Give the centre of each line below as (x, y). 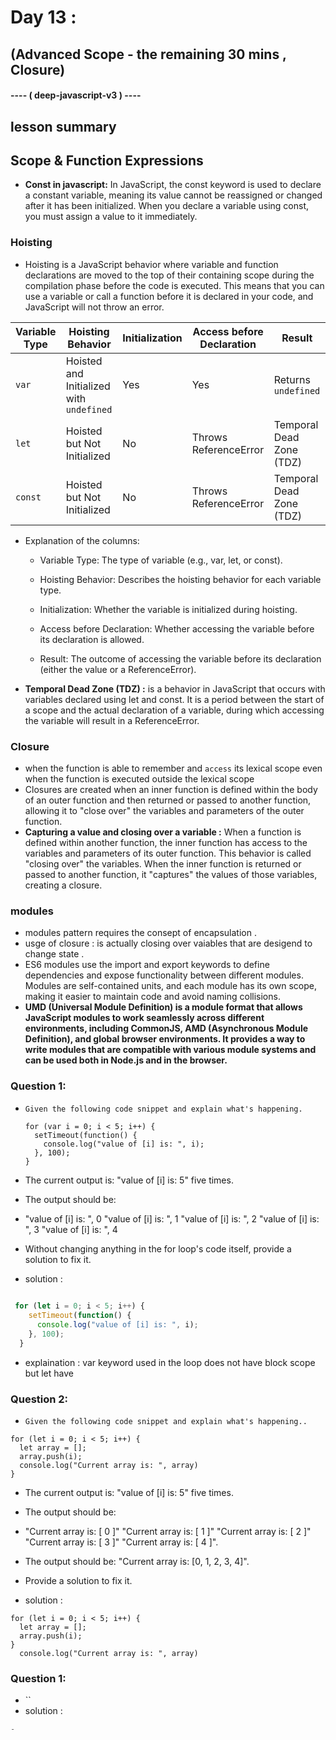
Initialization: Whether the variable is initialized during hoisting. (168, 609)
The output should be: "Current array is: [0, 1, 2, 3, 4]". (137, 1562)
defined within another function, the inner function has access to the (166, 842)
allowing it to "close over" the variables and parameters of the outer (164, 810)
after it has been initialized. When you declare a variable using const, (167, 206)
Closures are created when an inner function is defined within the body (171, 789)
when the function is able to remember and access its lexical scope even (173, 768)
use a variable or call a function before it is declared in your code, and (169, 296)
